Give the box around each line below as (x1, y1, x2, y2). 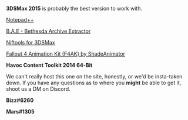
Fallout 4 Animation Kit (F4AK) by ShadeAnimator (6, 50, 125, 57)
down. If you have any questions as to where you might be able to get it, (6, 79, 182, 86)
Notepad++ (6, 16, 34, 23)
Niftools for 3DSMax (6, 39, 55, 46)
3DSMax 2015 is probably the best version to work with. (6, 5, 143, 12)
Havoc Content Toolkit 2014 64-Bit (6, 61, 93, 68)
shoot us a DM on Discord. (6, 85, 70, 92)
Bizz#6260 (6, 97, 34, 104)
